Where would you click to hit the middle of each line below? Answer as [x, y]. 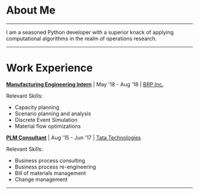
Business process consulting [50, 160]
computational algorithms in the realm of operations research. [81, 38]
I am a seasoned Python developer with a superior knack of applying [90, 32]
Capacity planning [37, 107]
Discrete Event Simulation [46, 119]
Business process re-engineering [55, 167]
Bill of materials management [50, 173]
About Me [31, 10]
